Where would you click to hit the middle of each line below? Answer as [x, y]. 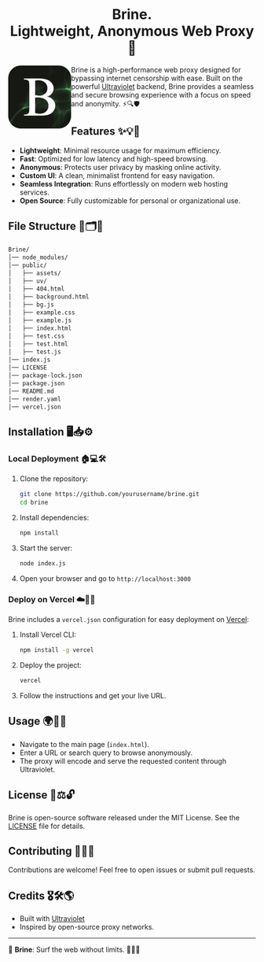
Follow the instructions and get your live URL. [93, 695]
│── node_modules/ [38, 257]
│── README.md [31, 391]
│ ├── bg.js [31, 305]
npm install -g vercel [57, 650]
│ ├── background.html [49, 297]
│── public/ [27, 265]
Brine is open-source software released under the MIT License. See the [124, 818]
